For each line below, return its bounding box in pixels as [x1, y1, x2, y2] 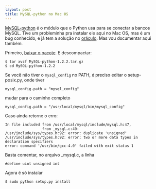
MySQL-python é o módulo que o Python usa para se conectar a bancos [5, 25, 150, 31]
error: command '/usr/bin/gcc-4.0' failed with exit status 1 [5, 143, 134, 148]
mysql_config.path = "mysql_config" [5, 86, 79, 91]
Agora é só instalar [5, 170, 43, 175]
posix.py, [5, 77, 23, 83]
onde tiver [24, 77, 45, 83]
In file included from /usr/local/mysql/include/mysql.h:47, [5, 122, 132, 127]
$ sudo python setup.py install [5, 179, 70, 184]
